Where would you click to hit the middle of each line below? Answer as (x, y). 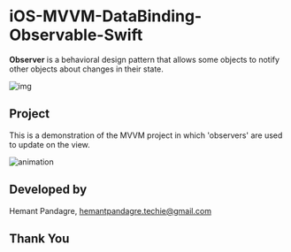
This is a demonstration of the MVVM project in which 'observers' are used (146, 135)
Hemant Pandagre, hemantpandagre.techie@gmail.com (111, 210)
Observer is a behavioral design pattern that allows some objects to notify (145, 59)
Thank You (39, 238)
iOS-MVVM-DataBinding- (106, 16)
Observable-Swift (76, 35)
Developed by (48, 190)
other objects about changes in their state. (86, 69)
